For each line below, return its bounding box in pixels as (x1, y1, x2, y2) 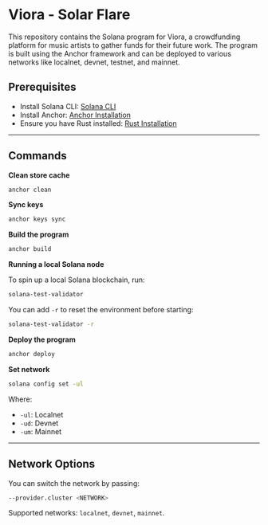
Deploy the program (8, 335, 76, 344)
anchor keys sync (8, 215, 66, 224)
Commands (8, 149, 68, 163)
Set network (8, 364, 50, 374)
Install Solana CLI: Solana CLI (19, 101, 116, 111)
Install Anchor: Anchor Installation (19, 110, 132, 119)
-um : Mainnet (19, 426, 62, 436)
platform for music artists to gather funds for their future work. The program (8, 40, 258, 49)
